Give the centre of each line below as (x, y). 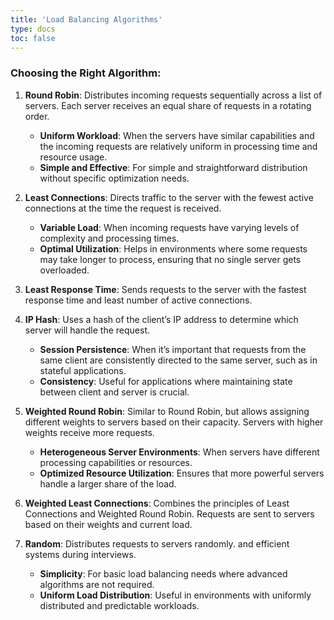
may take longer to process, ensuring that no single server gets (170, 259)
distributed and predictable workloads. (119, 605)
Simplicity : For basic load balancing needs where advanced (163, 573)
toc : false (33, 38)
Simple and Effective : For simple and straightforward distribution (173, 167)
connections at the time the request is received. (123, 208)
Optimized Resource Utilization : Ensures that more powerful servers (182, 473)
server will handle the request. (87, 330)
